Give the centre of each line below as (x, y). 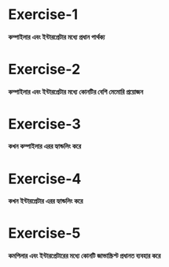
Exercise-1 (43, 15)
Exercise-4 (45, 179)
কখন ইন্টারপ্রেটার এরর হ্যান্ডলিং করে (46, 201)
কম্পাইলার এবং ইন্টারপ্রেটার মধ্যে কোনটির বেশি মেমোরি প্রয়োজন (76, 92)
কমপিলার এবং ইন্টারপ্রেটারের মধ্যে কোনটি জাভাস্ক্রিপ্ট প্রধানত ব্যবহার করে (84, 255)
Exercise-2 (44, 69)
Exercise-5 (44, 233)
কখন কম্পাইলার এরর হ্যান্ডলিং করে (45, 146)
